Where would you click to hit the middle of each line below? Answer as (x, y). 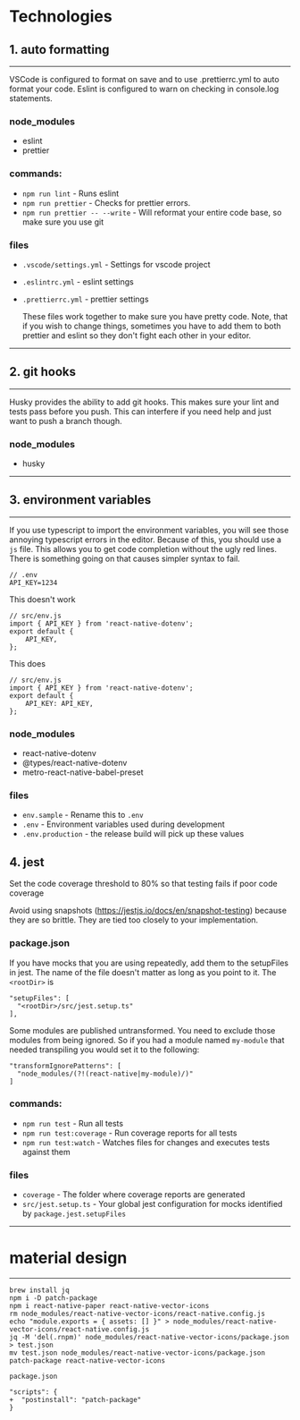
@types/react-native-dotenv (75, 763)
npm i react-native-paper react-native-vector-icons (109, 1306)
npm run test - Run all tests (72, 1123)
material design (68, 1258)
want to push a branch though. (66, 421)
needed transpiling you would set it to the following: (104, 1050)
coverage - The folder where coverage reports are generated (133, 1195)
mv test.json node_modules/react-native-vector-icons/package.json (137, 1353)
